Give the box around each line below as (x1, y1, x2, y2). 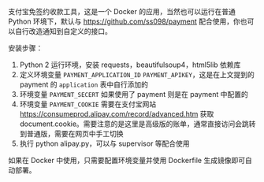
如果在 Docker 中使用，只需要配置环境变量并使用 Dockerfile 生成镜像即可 (8, 156, 246, 165)
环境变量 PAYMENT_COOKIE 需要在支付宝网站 (19, 99, 156, 109)
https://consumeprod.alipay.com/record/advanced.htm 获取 (19, 110, 214, 118)
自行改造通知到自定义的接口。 (14, 27, 112, 35)
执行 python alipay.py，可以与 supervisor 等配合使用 (19, 139, 191, 148)
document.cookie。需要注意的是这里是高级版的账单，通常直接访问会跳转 (19, 119, 256, 128)
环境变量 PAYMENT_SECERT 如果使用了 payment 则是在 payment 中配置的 (19, 90, 248, 98)
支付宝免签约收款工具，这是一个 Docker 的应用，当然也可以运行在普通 (8, 7, 236, 16)
